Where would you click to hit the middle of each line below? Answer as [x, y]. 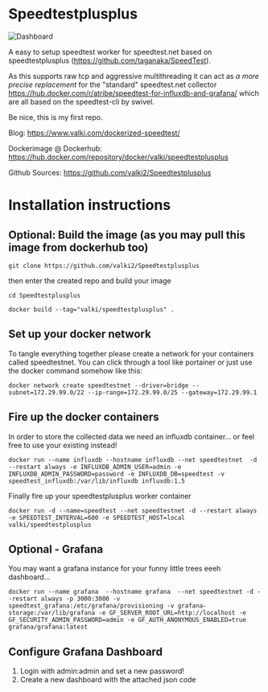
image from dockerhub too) [78, 247]
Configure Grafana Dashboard [86, 651]
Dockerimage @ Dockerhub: [55, 148]
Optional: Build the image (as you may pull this [127, 235]
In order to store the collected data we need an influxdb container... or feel [132, 436]
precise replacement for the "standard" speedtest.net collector [113, 84]
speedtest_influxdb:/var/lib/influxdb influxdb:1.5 [97, 481]
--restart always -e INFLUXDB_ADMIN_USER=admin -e [95, 467]
